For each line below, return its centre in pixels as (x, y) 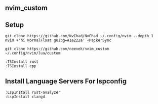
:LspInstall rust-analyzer (33, 93)
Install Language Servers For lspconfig (66, 81)
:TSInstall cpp (21, 66)
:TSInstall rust (22, 62)
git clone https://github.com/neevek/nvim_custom (57, 49)
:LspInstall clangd (25, 97)
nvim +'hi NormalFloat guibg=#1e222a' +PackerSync (58, 40)
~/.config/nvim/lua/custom (33, 53)
